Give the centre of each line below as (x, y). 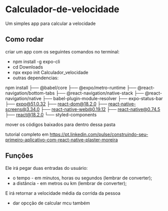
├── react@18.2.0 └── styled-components (51, 114)
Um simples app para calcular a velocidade (50, 23)
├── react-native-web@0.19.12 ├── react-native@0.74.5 (100, 109)
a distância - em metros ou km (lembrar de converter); (70, 183)
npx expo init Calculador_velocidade (50, 72)
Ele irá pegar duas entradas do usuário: (47, 168)
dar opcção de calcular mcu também (51, 203)
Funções (19, 156)
